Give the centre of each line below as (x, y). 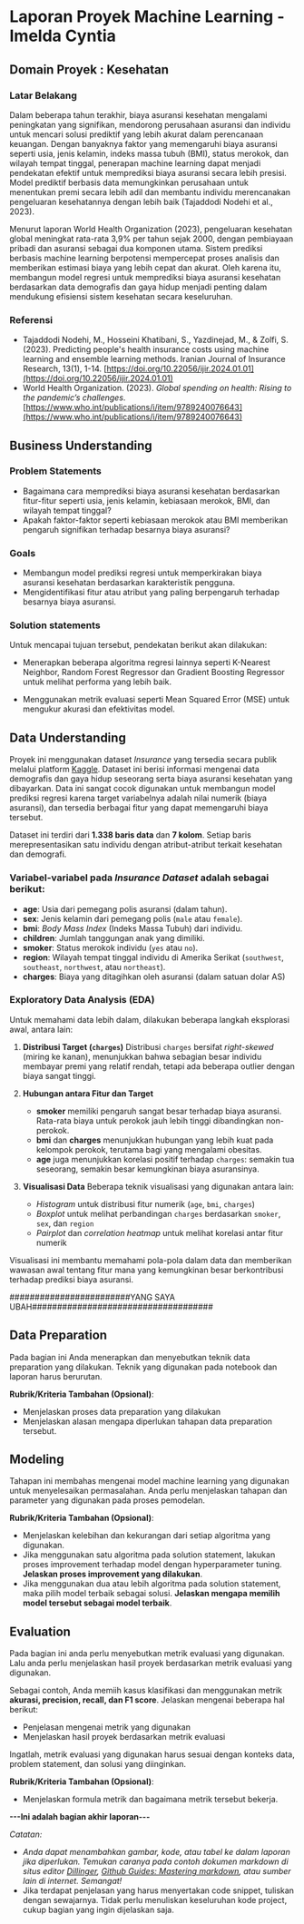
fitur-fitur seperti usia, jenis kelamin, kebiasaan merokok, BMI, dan (146, 500)
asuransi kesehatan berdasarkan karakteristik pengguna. (129, 583)
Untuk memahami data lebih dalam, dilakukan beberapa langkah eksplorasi (150, 1019)
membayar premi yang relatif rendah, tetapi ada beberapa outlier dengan (158, 1066)
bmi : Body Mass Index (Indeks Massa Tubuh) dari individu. (132, 928)
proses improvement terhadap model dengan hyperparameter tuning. (152, 1565)
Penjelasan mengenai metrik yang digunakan (106, 1727)
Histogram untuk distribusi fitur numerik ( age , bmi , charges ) (146, 1203)
